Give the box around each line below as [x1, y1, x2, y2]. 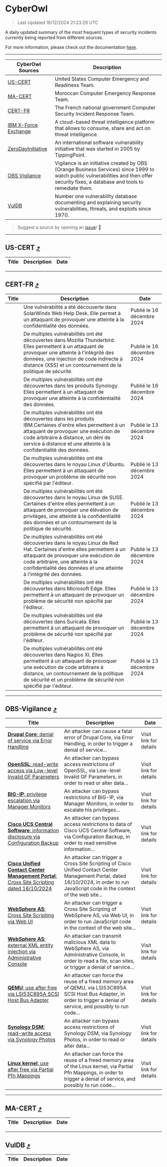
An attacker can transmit [64, 932, 122, 939]
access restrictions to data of [64, 821, 132, 828]
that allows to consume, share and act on [54, 124, 151, 131]
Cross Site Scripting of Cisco [64, 860, 131, 867]
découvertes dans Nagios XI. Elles [23, 651, 103, 658]
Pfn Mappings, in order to [64, 1069, 123, 1076]
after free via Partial [7, 1066, 54, 1073]
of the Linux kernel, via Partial [64, 1063, 133, 1070]
